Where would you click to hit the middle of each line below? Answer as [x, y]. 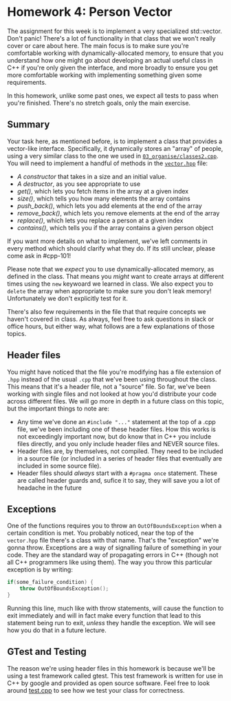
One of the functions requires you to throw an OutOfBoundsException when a [114, 526]
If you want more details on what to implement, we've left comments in [107, 241]
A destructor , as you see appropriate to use [79, 184]
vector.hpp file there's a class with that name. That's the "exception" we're [113, 541]
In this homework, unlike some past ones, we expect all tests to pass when [113, 95]
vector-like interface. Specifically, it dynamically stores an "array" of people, [115, 148]
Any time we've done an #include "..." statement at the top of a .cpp [117, 421]
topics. [17, 333]
